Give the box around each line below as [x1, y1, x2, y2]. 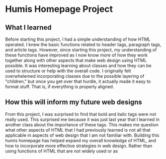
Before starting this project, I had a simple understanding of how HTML [5, 36, 151, 42]
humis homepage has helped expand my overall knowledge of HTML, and [5, 137, 157, 143]
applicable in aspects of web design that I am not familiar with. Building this [5, 132, 160, 138]
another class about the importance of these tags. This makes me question [5, 121, 159, 127]
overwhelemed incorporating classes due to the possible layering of [5, 73, 145, 79]
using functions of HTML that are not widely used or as [5, 148, 118, 154]
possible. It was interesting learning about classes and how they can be [5, 63, 152, 68]
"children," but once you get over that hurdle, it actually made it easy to [5, 78, 151, 84]
